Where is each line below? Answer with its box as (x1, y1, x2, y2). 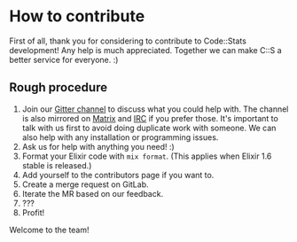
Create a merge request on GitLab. (21, 179, 149, 190)
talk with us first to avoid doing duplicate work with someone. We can (21, 122, 277, 133)
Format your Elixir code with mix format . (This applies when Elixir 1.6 (21, 151, 272, 161)
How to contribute (9, 6, 145, 27)
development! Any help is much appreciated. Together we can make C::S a (9, 44, 282, 55)
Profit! (21, 207, 45, 218)
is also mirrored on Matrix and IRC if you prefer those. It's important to (21, 113, 279, 123)
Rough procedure (9, 80, 108, 95)
